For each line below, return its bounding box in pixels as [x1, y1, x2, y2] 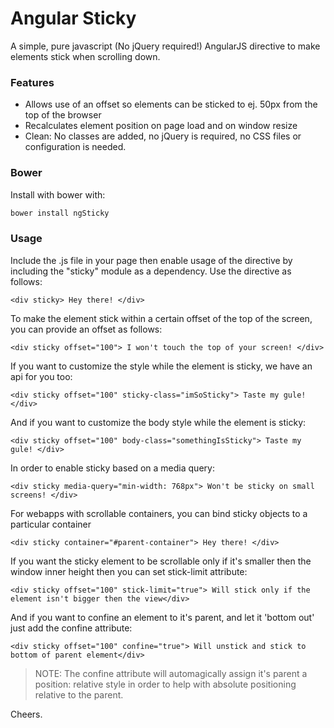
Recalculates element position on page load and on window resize [24, 120, 298, 132]
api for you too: [10, 370, 73, 382]
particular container [10, 518, 92, 530]
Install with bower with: [10, 188, 106, 201]
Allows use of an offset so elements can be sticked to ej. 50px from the [24, 98, 318, 111]
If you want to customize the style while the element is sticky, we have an [10, 360, 313, 372]
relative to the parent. [34, 688, 124, 701]
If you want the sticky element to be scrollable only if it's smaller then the [10, 555, 312, 567]
